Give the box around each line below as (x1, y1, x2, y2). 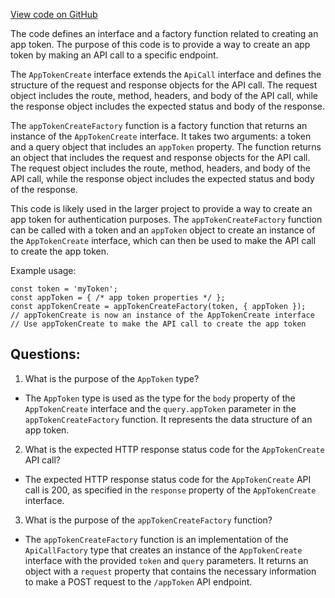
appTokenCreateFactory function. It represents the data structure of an (24, 413, 313, 425)
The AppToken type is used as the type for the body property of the (24, 392, 296, 404)
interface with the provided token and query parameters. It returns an (24, 554, 309, 566)
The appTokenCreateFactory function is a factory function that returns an (10, 120, 308, 131)
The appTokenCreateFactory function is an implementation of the (24, 533, 289, 545)
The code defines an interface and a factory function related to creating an (10, 28, 319, 39)
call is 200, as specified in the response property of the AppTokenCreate (24, 484, 317, 496)
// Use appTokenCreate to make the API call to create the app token (10, 319, 307, 329)
